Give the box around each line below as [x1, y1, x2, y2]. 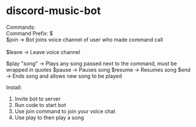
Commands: [6, 24, 36, 31]
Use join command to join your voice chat [14, 108, 116, 115]
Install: [6, 83, 22, 91]
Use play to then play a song [14, 113, 84, 121]
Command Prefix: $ [6, 29, 54, 36]
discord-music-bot [6, 4, 101, 18]
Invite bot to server [14, 95, 61, 102]
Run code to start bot [14, 101, 67, 108]
